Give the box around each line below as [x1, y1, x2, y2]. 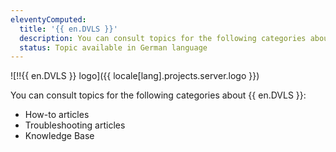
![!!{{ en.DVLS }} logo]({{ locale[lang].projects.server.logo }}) [10, 70, 260, 82]
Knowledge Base [24, 130, 95, 142]
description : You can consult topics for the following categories [19, 33, 307, 43]
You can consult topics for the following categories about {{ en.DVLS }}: [10, 89, 307, 101]
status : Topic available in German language [19, 42, 208, 53]
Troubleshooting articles [24, 119, 126, 131]
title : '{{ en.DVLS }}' [19, 24, 118, 34]
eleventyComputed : [10, 14, 87, 25]
